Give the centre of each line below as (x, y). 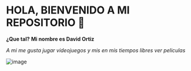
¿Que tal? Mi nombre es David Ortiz (50, 39)
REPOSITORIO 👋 (46, 23)
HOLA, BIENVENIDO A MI (68, 10)
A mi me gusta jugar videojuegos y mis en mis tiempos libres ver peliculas (96, 50)
